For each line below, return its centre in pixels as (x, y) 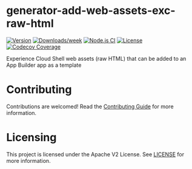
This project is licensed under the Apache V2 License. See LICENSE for (95, 154)
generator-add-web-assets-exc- (91, 11)
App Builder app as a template (44, 65)
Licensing (31, 138)
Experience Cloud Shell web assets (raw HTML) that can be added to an (96, 58)
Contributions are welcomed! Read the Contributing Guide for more (90, 106)
